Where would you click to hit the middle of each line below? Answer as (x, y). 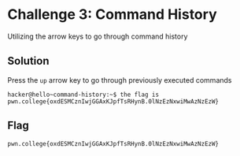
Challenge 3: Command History (112, 15)
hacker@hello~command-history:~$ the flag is (83, 95)
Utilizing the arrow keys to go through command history (98, 36)
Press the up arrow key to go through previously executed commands (120, 80)
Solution (28, 61)
